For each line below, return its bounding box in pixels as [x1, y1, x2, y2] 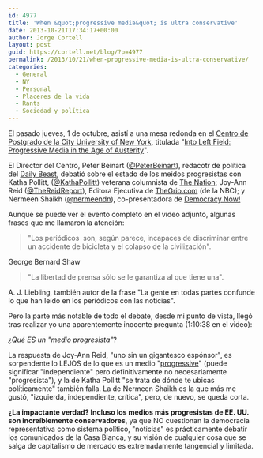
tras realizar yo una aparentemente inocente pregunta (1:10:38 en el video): [8, 320, 253, 328]
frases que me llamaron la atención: [8, 218, 125, 227]
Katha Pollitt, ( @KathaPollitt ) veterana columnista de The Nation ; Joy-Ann [8, 178, 247, 186]
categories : [8, 63, 47, 71]
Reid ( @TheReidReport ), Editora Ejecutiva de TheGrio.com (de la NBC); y [8, 186, 246, 195]
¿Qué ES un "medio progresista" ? [8, 335, 117, 344]
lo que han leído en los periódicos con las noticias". [8, 296, 175, 305]
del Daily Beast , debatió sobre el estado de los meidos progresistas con [8, 169, 242, 178]
